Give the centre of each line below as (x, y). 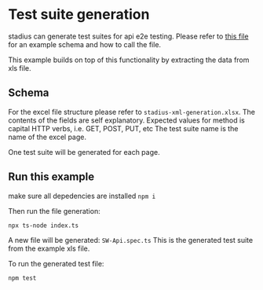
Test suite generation (79, 15)
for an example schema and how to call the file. (85, 44)
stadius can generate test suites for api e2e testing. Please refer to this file (128, 36)
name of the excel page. (47, 137)
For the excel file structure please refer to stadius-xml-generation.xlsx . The (131, 112)
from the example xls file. (49, 248)
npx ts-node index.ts (44, 226)
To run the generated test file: (56, 263)
